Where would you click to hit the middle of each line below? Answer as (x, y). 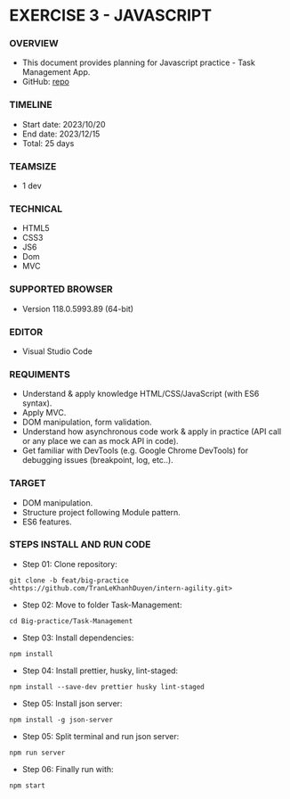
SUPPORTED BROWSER (61, 289)
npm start (28, 786)
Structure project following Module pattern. (101, 512)
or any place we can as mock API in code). (101, 441)
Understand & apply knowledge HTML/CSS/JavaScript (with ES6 (141, 394)
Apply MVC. (44, 413)
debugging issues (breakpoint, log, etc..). (97, 460)
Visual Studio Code (57, 351)
